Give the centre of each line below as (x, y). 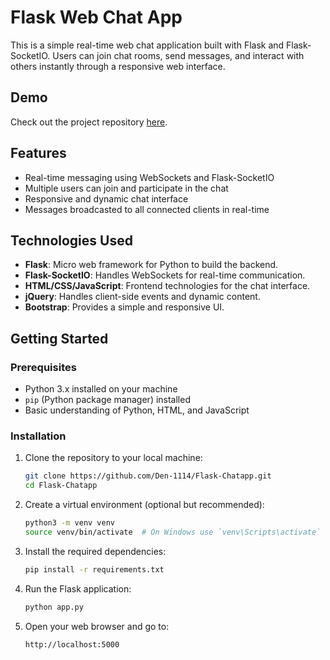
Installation (38, 436)
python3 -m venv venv (70, 523)
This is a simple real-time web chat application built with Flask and (147, 45)
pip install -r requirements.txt (94, 569)
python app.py (54, 607)
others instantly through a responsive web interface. (118, 66)
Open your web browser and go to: (97, 626)
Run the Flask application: (78, 588)
